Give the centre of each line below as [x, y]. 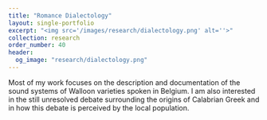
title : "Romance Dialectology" [60, 15]
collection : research [44, 38]
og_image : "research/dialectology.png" [82, 60]
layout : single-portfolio [51, 23]
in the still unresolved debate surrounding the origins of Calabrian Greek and [134, 99]
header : [21, 52]
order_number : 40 [37, 45]
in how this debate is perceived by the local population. [99, 107]
